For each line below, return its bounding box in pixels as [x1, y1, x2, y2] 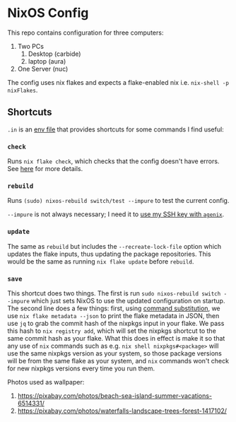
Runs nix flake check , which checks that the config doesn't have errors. [7, 157, 220, 165]
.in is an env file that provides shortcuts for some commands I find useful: [7, 125, 224, 134]
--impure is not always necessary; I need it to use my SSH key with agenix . [7, 210, 225, 218]
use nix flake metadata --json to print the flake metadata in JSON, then [7, 311, 220, 320]
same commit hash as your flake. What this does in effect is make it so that [7, 334, 225, 342]
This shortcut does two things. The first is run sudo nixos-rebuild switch [7, 288, 221, 298]
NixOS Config [7, 5, 89, 21]
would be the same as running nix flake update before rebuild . [7, 257, 194, 266]
